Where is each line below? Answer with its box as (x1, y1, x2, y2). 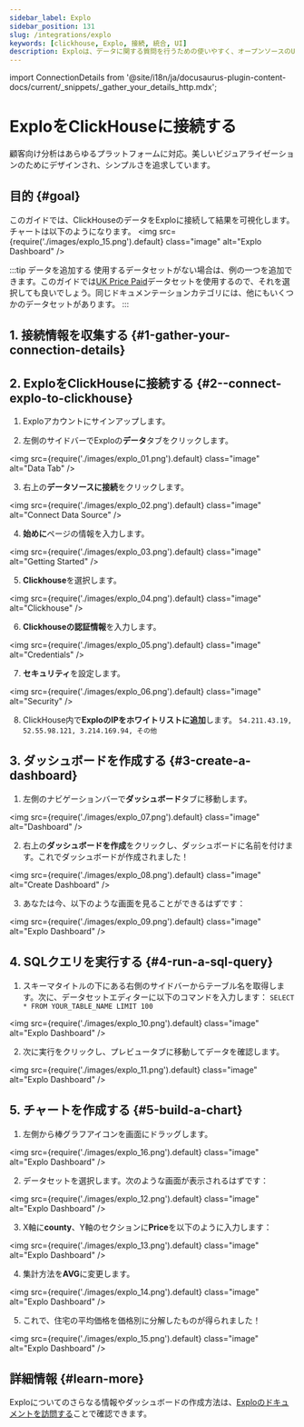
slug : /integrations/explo (9, 30, 112, 39)
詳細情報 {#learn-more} (9, 1371, 145, 1386)
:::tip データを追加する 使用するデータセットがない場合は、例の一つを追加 (9, 264, 285, 275)
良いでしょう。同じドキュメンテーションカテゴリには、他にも (40, 287, 270, 298)
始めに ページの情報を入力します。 (22, 528, 150, 539)
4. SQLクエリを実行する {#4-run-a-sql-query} (9, 954, 274, 970)
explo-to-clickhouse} (9, 390, 133, 405)
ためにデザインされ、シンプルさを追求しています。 (25, 160, 215, 171)
